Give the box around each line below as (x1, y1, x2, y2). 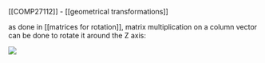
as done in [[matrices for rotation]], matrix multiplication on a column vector (8, 22, 258, 31)
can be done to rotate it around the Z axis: (8, 31, 146, 40)
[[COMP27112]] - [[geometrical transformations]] (8, 7, 169, 16)
